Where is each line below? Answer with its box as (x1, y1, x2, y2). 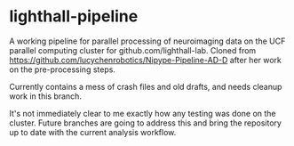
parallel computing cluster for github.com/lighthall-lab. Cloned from (9, 45, 257, 55)
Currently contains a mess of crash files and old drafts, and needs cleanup (9, 81, 282, 92)
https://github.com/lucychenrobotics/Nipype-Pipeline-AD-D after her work (9, 54, 282, 65)
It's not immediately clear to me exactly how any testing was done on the (9, 108, 277, 118)
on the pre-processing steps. (9, 64, 115, 75)
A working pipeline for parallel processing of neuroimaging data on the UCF (9, 36, 286, 46)
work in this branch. (9, 91, 83, 101)
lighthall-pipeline (9, 6, 139, 27)
